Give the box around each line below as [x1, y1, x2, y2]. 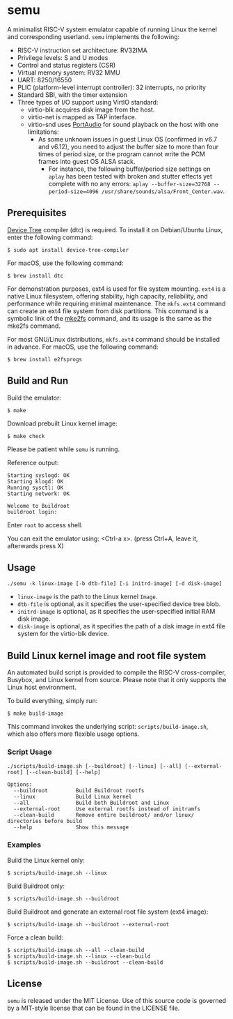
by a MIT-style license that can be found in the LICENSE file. [7, 1004, 180, 1012]
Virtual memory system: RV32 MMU [17, 68, 120, 77]
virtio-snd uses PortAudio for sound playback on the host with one [27, 120, 219, 128]
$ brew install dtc [7, 272, 64, 279]
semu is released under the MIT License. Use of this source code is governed [7, 996, 227, 1004]
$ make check [7, 432, 45, 439]
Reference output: [7, 458, 59, 467]
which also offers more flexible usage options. [7, 730, 140, 738]
